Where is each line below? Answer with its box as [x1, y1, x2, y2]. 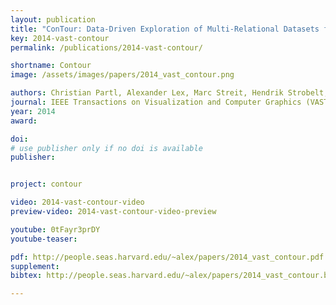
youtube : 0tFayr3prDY [10, 224, 101, 235]
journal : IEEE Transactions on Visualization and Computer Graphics [10, 97, 302, 107]
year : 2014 [10, 106, 56, 116]
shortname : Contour [10, 61, 92, 71]
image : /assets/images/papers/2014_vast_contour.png [10, 70, 235, 80]
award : [10, 116, 38, 126]
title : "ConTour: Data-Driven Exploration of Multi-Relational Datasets [10, 24, 320, 34]
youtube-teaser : [10, 234, 78, 244]
